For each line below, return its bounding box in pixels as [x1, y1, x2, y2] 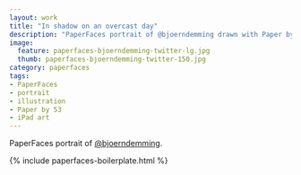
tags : [9, 72, 30, 81]
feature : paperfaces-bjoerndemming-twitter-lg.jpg [17, 47, 211, 56]
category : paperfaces [9, 64, 90, 73]
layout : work [9, 13, 58, 22]
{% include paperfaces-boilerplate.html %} [9, 155, 168, 166]
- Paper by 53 [9, 105, 63, 114]
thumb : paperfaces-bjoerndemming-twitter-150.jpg [17, 55, 206, 64]
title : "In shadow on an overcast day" [9, 22, 159, 31]
